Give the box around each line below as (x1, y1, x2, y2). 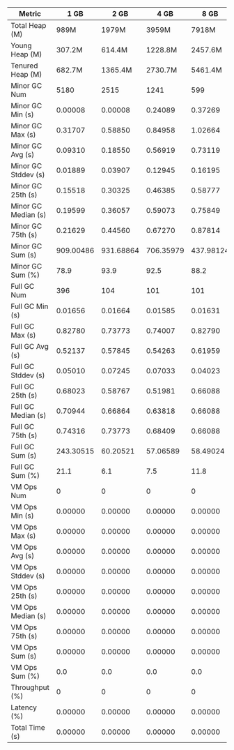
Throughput (10, 683, 50, 692)
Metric (18, 9, 42, 18)
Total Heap (10, 21, 47, 30)
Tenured (10, 61, 38, 70)
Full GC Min (10, 301, 49, 311)
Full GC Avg (10, 342, 49, 351)
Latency (10, 703, 37, 712)
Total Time (10, 723, 45, 732)
